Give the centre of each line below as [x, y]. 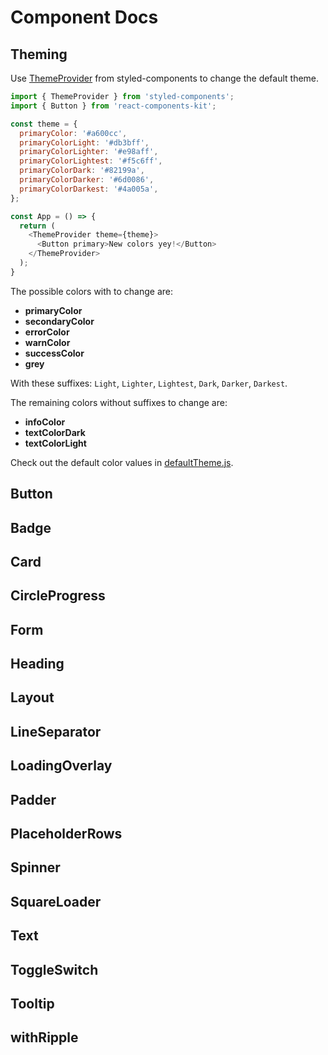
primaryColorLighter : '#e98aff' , [89, 152]
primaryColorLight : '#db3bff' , [84, 142]
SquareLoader [56, 901]
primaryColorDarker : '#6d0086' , [87, 180]
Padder [33, 799]
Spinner [35, 867]
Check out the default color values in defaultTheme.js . [122, 462]
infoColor [45, 422]
